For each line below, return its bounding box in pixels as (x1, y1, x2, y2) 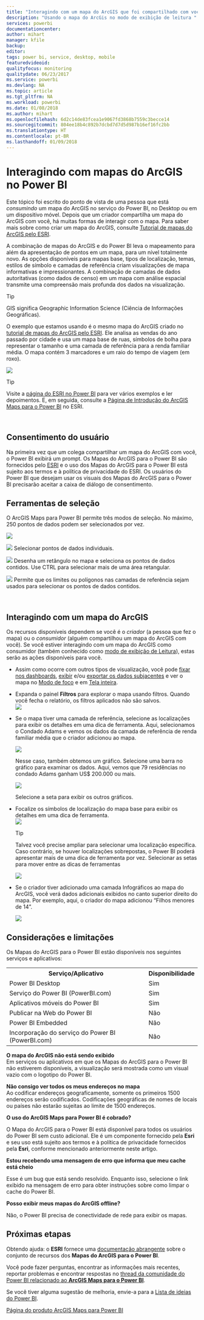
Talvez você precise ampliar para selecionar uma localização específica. (15, 841, 197, 848)
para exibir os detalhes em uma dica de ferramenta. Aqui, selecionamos (15, 721, 195, 729)
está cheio (6, 1163, 33, 1170)
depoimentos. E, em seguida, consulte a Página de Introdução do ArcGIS (6, 396, 188, 404)
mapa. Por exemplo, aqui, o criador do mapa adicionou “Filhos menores (15, 897, 195, 904)
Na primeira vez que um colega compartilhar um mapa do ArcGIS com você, (6, 448, 197, 456)
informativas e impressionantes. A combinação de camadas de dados (6, 268, 181, 275)
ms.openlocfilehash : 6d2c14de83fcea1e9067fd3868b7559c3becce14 (6, 116, 170, 122)
